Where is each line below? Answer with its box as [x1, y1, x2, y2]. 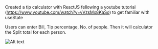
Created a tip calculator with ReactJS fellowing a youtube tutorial [5, 4, 136, 10]
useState [5, 15, 23, 20]
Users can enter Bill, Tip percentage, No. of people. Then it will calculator [5, 24, 153, 30]
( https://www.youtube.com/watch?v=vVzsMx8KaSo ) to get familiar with [5, 9, 150, 15]
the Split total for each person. [5, 29, 67, 35]
